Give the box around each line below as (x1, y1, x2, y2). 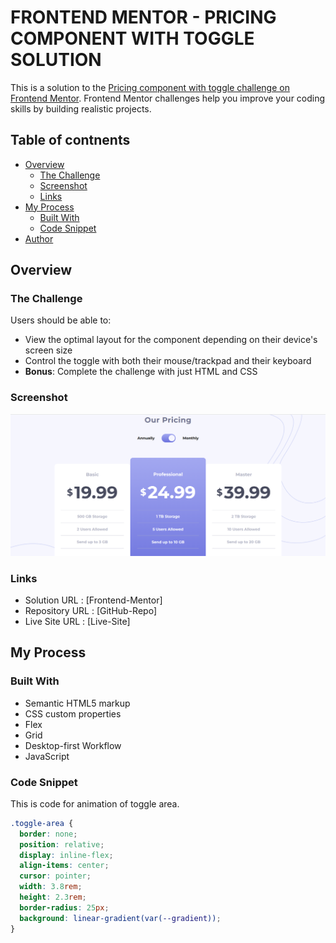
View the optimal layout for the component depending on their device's (24, 334, 318, 346)
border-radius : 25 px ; (19, 902, 110, 913)
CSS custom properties (24, 707, 122, 720)
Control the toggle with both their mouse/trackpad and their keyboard (24, 355, 312, 367)
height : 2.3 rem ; (19, 892, 87, 903)
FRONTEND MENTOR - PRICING (10, 6, 277, 29)
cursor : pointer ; (19, 871, 92, 881)
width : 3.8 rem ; (19, 882, 83, 892)
